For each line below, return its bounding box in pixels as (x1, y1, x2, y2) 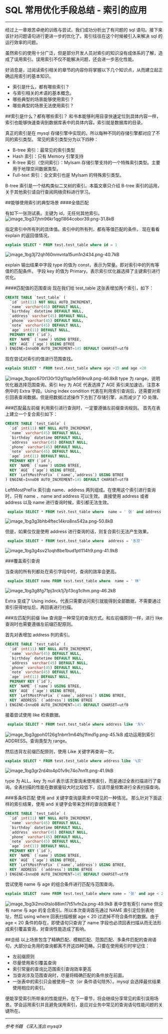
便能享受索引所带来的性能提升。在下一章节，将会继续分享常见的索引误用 (5, 995, 154, 1001)
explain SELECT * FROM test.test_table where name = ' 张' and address (7, 509, 161, 514)
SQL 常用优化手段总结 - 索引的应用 (5, 5, 147, 16)
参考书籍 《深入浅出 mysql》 (5, 1023, 61, 1029)
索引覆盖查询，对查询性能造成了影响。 (9, 926, 88, 932)
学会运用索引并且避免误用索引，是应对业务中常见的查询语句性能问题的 (13, 1002, 158, 1008)
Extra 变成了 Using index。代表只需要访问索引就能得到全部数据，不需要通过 (5, 598, 161, 604)
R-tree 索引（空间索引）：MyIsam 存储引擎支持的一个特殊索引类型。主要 (12, 159, 160, 165)
